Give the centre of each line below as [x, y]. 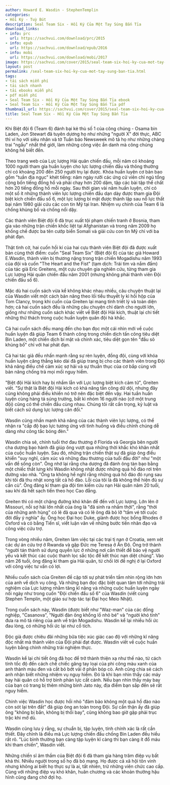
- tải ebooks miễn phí [29, 90]
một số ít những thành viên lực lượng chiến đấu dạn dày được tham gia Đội [83, 193]
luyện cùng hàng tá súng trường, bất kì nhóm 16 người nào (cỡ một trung [80, 399]
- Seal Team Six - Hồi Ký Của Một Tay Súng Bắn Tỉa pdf [65, 105]
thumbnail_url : [21, 109]
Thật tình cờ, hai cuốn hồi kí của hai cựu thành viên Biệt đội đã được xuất [81, 247]
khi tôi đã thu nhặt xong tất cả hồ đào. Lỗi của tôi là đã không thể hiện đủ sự [84, 480]
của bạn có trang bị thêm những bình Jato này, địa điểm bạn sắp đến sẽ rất [83, 685]
